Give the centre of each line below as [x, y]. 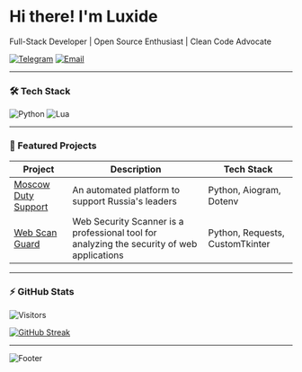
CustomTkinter [239, 244]
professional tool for [114, 233]
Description [136, 169]
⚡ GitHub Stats [42, 292]
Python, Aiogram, [244, 190]
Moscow [32, 184]
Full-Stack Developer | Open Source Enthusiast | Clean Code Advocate [141, 41]
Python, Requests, [246, 233]
